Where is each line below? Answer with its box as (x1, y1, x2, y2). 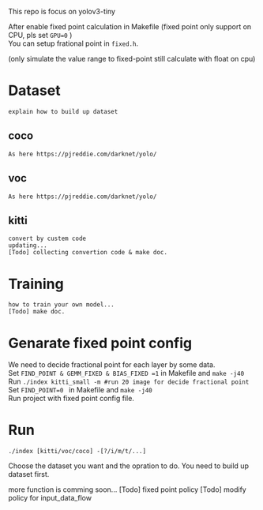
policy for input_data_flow (8, 493, 92, 503)
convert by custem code (8, 234, 87, 243)
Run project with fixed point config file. (8, 394, 134, 403)
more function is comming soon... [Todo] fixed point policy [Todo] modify (8, 485, 246, 494)
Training (8, 275, 65, 293)
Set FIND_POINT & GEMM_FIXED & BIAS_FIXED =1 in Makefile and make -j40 (8, 369, 245, 378)
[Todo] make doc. (8, 308, 66, 316)
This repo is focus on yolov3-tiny (8, 7, 116, 16)
